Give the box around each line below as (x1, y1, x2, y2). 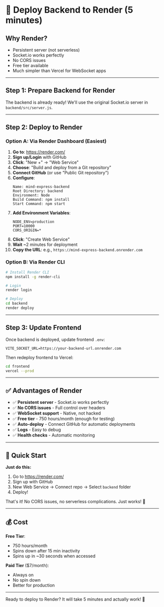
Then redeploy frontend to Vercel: (5, 354, 73, 360)
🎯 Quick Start (5, 451, 47, 459)
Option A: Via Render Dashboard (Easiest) (5, 138, 107, 145)
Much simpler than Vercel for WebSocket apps (12, 68, 106, 74)
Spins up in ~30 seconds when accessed (12, 553, 96, 559)
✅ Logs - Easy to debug (12, 427, 61, 433)
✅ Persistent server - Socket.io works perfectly (12, 399, 109, 405)
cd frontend (5, 364, 30, 369)
